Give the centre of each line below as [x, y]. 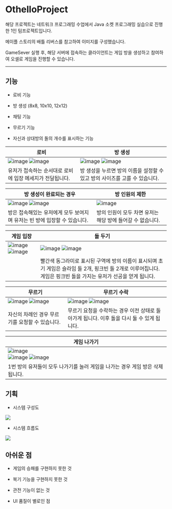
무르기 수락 [116, 292]
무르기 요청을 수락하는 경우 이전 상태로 [111, 310]
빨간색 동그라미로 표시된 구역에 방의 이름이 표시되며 [99, 261]
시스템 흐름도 [26, 428]
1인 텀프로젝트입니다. [31, 30]
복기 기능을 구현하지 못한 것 [40, 479]
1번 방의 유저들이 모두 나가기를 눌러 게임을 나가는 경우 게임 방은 [80, 367]
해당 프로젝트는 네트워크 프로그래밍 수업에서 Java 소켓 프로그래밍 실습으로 [79, 24]
